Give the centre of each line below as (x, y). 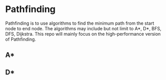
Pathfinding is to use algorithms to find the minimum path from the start (80, 23)
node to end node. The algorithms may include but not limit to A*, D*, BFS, (84, 28)
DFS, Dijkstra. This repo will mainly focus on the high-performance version (83, 34)
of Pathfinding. (21, 39)
